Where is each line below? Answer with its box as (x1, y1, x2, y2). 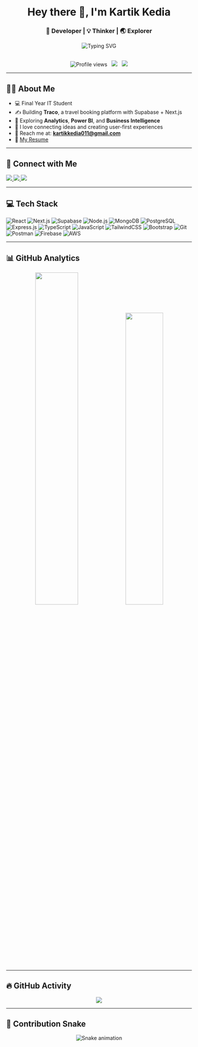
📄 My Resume (14, 136, 49, 143)
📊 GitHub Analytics (6, 253, 80, 263)
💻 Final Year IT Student (14, 100, 72, 107)
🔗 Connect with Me (6, 159, 78, 169)
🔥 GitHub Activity (6, 981, 72, 991)
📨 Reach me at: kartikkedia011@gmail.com (14, 130, 121, 137)
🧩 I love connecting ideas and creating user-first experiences (14, 124, 163, 131)
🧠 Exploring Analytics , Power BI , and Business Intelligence (14, 117, 160, 124)
